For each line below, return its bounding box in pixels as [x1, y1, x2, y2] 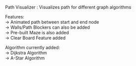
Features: [5, 14, 25, 19]
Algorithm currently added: [5, 45, 60, 50]
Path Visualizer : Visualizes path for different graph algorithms [5, 4, 132, 10]
